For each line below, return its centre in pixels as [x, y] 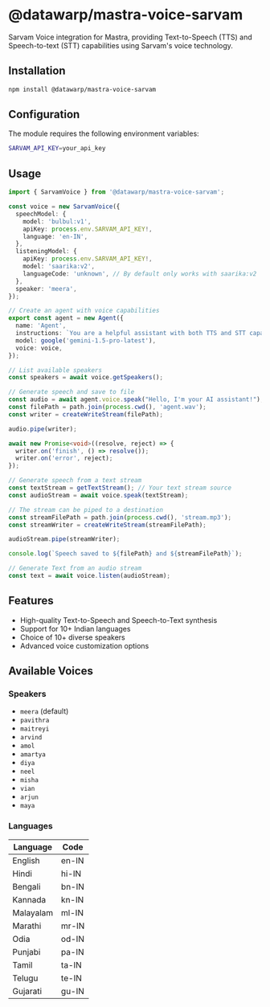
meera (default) [44, 711]
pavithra [35, 721]
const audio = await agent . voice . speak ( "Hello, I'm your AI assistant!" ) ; [136, 399]
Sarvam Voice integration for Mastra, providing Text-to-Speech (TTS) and [131, 37]
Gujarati [27, 991]
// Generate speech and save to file [72, 392]
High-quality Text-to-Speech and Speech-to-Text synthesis [119, 620]
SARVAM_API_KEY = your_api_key [57, 149]
